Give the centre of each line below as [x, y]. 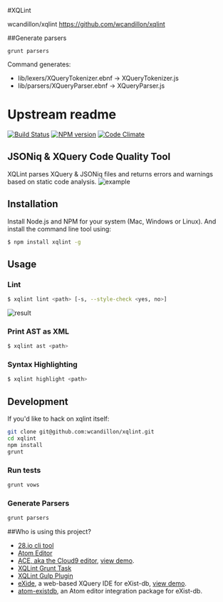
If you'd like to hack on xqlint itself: [58, 419]
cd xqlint [22, 438]
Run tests [24, 470]
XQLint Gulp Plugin [45, 576]
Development [38, 402]
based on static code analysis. [52, 181]
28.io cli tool [36, 545]
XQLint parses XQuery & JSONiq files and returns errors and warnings [110, 174]
